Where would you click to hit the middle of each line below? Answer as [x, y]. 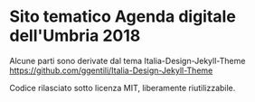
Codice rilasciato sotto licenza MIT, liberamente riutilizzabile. [123, 88]
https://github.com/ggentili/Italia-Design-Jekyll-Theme [111, 70]
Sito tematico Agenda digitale [123, 17]
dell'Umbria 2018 [75, 36]
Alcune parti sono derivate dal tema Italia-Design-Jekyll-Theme [127, 60]
